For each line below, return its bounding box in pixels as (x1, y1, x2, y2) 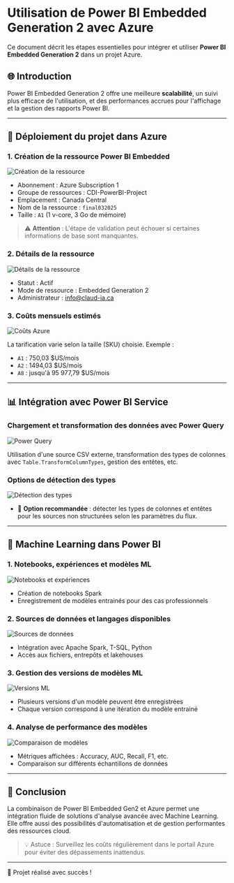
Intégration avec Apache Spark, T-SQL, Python (17, 643, 152, 651)
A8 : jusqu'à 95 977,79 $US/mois (17, 369, 110, 377)
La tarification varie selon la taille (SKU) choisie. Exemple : (7, 340, 174, 349)
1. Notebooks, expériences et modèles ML (7, 560, 152, 569)
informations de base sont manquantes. (24, 232, 139, 240)
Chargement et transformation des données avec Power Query (7, 421, 224, 430)
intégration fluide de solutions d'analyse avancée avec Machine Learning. (7, 812, 219, 820)
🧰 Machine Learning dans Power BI (7, 539, 162, 550)
